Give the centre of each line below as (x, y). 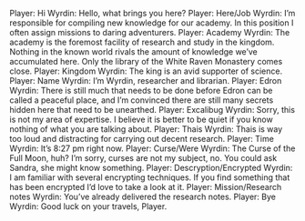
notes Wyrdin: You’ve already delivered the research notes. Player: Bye (142, 196)
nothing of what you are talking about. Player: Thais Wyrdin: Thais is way (146, 129)
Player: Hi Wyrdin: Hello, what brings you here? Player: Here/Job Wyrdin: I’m (152, 13)
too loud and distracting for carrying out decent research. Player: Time (142, 139)
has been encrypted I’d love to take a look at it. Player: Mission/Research (146, 187)
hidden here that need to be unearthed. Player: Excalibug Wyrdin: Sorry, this (152, 110)
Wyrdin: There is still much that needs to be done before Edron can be (141, 90)
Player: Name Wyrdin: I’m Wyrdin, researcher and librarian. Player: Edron (146, 80)
